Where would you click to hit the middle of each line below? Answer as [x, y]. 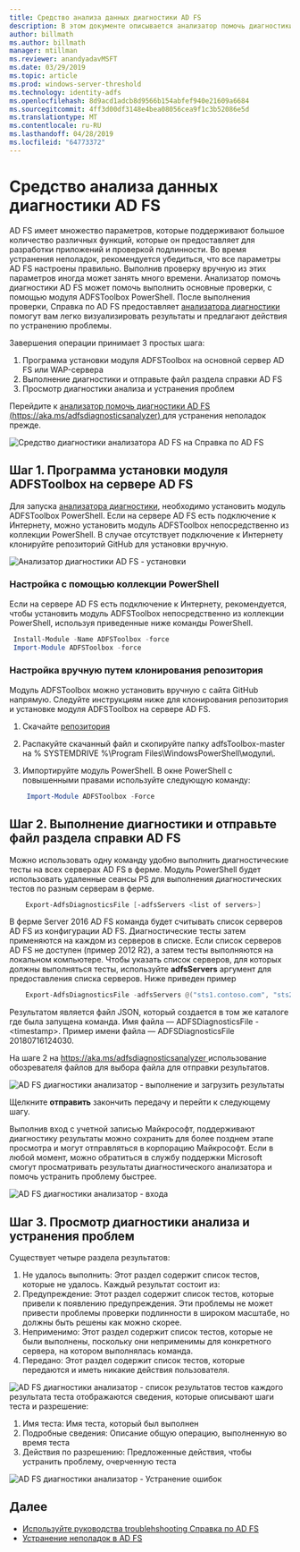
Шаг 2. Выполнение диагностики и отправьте [143, 824]
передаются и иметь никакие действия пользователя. [126, 1370]
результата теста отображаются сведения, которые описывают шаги [142, 1397]
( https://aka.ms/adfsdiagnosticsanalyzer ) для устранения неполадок [137, 415]
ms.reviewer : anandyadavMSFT [63, 59]
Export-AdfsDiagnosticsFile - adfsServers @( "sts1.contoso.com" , [147, 995]
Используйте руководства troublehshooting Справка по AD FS [140, 1528]
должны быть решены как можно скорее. [102, 1323]
